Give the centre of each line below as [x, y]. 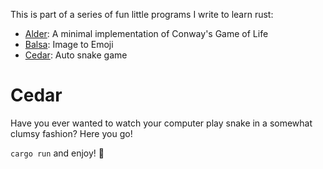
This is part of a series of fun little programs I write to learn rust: [142, 14]
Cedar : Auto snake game [76, 55]
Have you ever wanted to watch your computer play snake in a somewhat [161, 123]
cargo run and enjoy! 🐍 [57, 153]
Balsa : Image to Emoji [69, 44]
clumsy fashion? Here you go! [71, 133]
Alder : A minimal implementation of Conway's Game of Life [146, 33]
